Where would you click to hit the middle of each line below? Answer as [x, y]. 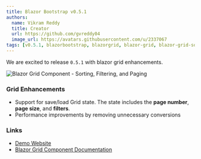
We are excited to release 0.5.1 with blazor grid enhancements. [85, 62]
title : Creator [31, 28]
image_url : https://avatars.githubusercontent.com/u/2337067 [89, 39]
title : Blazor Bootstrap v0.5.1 [46, 12]
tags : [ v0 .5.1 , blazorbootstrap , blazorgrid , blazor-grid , [81, 45]
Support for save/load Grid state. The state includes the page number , [102, 102]
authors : [17, 17]
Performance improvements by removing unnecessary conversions [98, 115]
